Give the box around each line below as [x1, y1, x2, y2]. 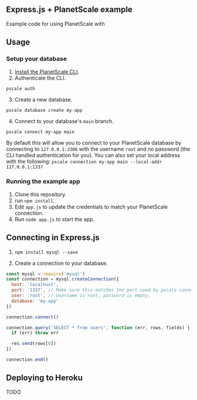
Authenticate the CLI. [14, 74, 66, 81]
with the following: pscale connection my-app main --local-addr [6, 158, 162, 165]
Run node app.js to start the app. [14, 216, 95, 223]
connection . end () [6, 357, 49, 363]
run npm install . [14, 197, 55, 204]
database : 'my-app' [11, 298, 59, 304]
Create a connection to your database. [14, 259, 108, 266]
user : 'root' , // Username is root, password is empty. [11, 293, 151, 299]
